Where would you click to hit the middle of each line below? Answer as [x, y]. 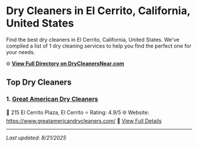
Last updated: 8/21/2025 [36, 138]
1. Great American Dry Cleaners [52, 99]
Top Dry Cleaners [39, 83]
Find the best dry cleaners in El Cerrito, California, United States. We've [93, 39]
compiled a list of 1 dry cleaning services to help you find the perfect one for [99, 46]
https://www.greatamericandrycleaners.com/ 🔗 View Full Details [84, 121]
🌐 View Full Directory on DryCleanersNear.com [65, 64]
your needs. [21, 52]
